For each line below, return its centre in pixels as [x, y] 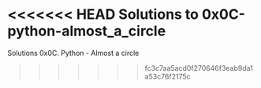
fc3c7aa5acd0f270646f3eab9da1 [199, 68]
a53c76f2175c [168, 76]
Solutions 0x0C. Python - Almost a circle [73, 53]
